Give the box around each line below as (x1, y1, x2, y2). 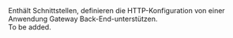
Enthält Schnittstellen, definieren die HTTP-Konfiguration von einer (8, 6, 225, 15)
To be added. (8, 22, 51, 32)
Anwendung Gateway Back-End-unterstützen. (8, 14, 158, 23)
